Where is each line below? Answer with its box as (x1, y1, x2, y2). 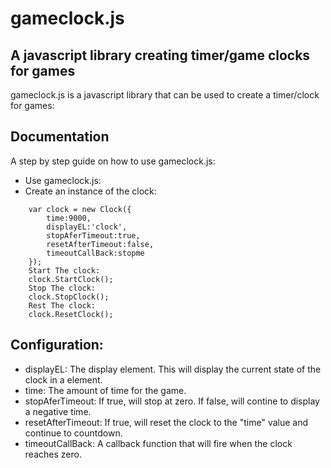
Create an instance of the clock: (24, 185, 157, 197)
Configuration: (10, 337, 104, 354)
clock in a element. (24, 373, 103, 386)
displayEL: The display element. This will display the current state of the (24, 363, 322, 375)
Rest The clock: (28, 300, 97, 311)
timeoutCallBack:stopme (46, 248, 145, 258)
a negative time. (24, 405, 92, 417)
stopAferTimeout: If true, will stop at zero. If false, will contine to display (24, 395, 320, 407)
